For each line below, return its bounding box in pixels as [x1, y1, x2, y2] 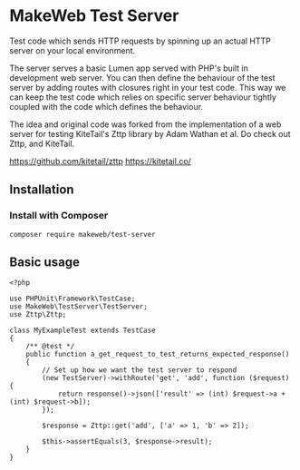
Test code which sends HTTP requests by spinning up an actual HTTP [9, 35, 272, 46]
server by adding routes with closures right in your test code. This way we [9, 82, 286, 93]
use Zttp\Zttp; [9, 310, 67, 319]
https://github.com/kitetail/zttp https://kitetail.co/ [9, 155, 192, 166]
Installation [9, 182, 74, 198]
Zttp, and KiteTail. [9, 138, 75, 149]
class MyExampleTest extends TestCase [9, 326, 156, 336]
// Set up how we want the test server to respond [42, 366, 237, 375]
